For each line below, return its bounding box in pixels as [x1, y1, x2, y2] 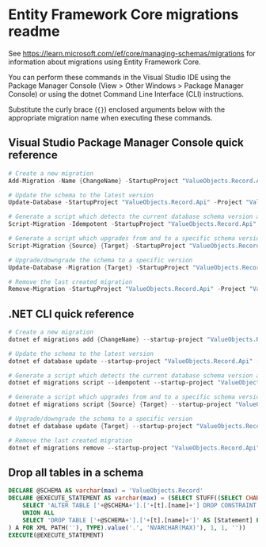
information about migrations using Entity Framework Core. [8, 57, 201, 67]
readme [8, 22, 60, 40]
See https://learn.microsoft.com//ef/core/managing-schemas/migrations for [8, 48, 256, 58]
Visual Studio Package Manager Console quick [8, 136, 244, 150]
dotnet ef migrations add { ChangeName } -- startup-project [8, 335, 203, 343]
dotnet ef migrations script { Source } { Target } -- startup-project [8, 400, 232, 409]
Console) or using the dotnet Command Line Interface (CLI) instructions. [8, 89, 244, 98]
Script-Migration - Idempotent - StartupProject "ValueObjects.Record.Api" [8, 220, 257, 228]
